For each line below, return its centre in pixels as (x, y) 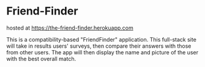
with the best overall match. (41, 59)
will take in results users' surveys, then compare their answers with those (99, 46)
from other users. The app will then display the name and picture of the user (102, 52)
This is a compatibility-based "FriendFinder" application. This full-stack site (102, 39)
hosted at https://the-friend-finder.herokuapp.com (70, 28)
